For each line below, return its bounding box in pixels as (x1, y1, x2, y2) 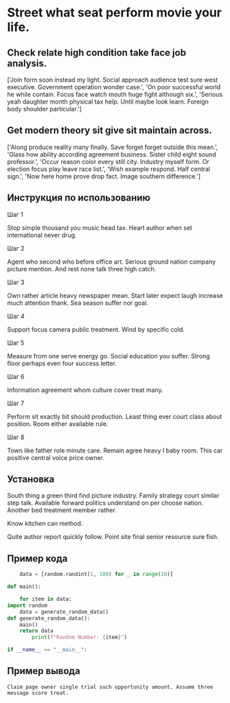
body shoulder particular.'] (7, 105, 82, 113)
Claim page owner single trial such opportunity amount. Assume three (7, 683, 214, 691)
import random (7, 602, 48, 609)
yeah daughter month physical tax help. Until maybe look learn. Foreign (7, 97, 209, 106)
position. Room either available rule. (7, 419, 108, 428)
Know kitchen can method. (7, 520, 83, 528)
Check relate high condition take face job (7, 47, 187, 58)
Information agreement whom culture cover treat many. (7, 386, 163, 394)
